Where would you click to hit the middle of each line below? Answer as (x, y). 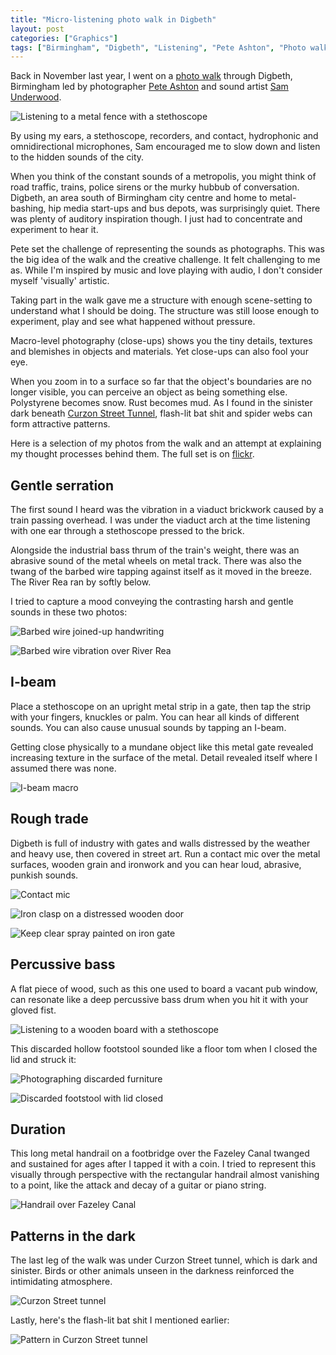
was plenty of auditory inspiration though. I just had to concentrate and (156, 219)
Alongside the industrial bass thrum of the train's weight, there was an (155, 550)
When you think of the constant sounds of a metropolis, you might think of (163, 177)
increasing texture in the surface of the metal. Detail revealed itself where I (164, 757)
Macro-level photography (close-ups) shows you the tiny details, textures (161, 341)
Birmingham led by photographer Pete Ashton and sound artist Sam (149, 87)
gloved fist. (33, 1010)
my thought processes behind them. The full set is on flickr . (132, 454)
